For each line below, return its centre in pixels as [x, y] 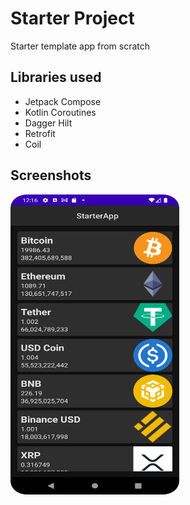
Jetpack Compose [63, 101]
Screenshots [51, 175]
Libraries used [56, 77]
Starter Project [72, 18]
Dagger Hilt [48, 123]
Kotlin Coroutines [60, 112]
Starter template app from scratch [80, 46]
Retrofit [40, 133]
